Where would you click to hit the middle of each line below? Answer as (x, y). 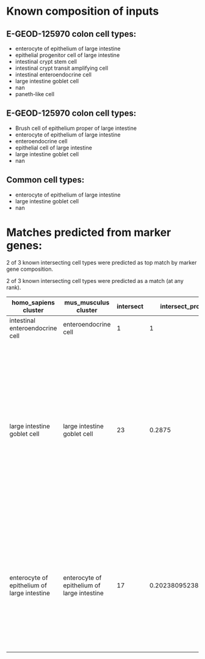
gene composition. (30, 269)
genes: (24, 245)
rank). (14, 287)
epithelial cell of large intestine (54, 148)
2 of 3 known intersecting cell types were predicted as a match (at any (95, 281)
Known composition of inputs (83, 11)
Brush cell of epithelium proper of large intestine (76, 128)
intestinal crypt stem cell (46, 62)
